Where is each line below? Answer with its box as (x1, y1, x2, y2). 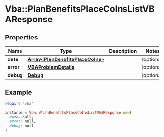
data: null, (9, 115, 34, 119)
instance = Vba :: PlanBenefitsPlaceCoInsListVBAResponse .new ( (5, 110, 132, 115)
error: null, (9, 119, 36, 124)
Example (5, 88, 32, 97)
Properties (5, 33, 38, 41)
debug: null (9, 123, 34, 129)
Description (109, 48, 137, 54)
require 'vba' (5, 101, 34, 106)
